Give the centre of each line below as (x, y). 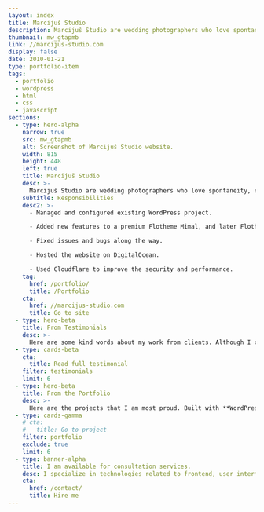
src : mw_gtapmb (47, 139)
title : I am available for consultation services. (107, 466)
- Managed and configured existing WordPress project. (121, 213)
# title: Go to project (65, 430)
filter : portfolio (52, 437)
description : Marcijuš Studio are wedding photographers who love (119, 30)
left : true (40, 169)
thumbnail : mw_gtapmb (44, 37)
